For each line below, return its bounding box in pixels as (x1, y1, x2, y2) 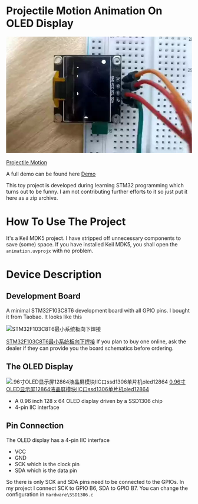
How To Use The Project (6, 215, 126, 229)
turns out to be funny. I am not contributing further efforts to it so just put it (6, 188, 187, 195)
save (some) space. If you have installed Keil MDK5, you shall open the (6, 240, 178, 248)
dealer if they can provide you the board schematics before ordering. (6, 344, 174, 352)
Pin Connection (6, 421, 64, 431)
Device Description (6, 268, 102, 281)
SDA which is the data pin (14, 467, 78, 474)
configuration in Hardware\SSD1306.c (6, 490, 94, 498)
